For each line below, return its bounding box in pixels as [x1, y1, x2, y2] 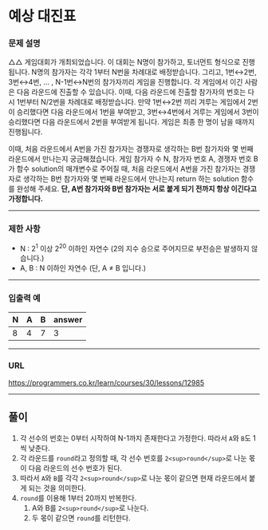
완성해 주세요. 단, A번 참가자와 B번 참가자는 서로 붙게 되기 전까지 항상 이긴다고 [16, 184, 258, 194]
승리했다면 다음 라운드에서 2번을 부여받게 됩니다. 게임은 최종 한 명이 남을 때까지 [8, 117, 255, 127]
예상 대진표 [8, 7, 77, 26]
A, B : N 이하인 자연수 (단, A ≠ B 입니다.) [19, 263, 146, 273]
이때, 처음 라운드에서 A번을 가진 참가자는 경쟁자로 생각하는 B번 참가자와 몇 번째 [8, 144, 254, 154]
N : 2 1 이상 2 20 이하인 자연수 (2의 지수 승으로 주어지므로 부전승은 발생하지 [19, 242, 250, 253]
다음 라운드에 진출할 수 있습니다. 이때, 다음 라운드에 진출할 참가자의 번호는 [16, 87, 246, 97]
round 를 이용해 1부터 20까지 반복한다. [19, 492, 137, 503]
